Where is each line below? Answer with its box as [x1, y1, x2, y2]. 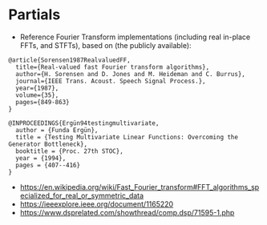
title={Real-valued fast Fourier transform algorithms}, [15, 62, 210, 71]
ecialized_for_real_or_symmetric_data [19, 191, 144, 200]
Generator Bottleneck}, [8, 140, 88, 148]
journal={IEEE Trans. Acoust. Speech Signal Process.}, [15, 77, 206, 85]
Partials [8, 6, 61, 24]
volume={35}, [15, 90, 59, 99]
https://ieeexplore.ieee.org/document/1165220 [19, 199, 174, 209]
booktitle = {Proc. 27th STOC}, [15, 147, 124, 155]
